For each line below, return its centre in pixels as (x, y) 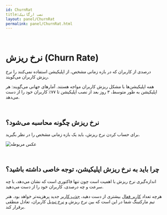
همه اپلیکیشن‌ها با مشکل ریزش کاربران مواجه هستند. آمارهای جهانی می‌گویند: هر (80, 87)
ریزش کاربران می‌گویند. (27, 77)
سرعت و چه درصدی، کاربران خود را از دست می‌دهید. (55, 187)
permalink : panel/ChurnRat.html (39, 24)
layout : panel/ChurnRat (30, 19)
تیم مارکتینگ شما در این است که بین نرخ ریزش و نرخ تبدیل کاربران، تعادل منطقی (80, 202)
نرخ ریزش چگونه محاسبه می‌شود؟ (52, 122)
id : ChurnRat (19, 10)
